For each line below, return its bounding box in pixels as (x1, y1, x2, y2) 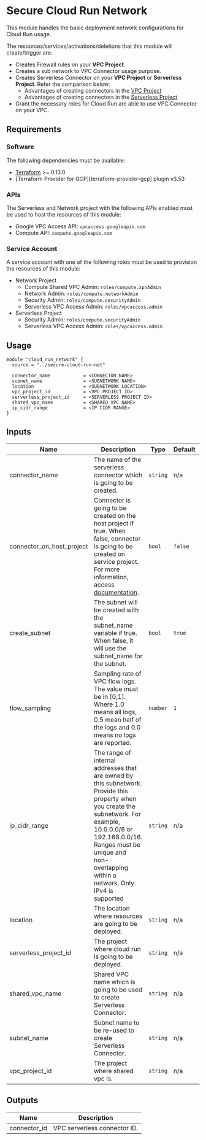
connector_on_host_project (9, 542, 88, 550)
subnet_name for (94, 652, 143, 660)
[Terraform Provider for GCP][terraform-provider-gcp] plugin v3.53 (15, 175, 185, 182)
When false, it (94, 636, 134, 645)
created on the (94, 511, 136, 520)
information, (94, 572, 129, 581)
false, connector (94, 534, 141, 543)
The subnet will (94, 598, 138, 606)
